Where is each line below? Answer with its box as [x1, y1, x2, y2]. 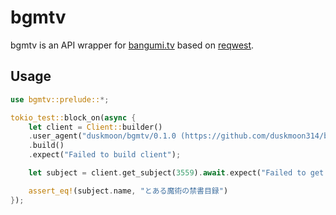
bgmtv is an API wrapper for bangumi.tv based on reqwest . [10, 39, 255, 51]
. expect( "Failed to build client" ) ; [28, 150, 182, 160]
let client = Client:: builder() [28, 122, 163, 132]
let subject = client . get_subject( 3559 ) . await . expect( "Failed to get [28, 168, 325, 178]
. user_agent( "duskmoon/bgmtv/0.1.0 [28, 131, 177, 141]
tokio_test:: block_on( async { [10, 112, 137, 123]
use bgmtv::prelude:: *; [10, 94, 110, 105]
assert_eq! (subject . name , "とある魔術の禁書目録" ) [28, 186, 229, 196]
